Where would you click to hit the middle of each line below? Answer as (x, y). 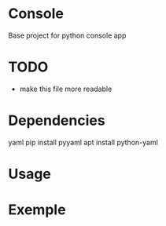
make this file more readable (66, 89)
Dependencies (57, 120)
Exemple (37, 210)
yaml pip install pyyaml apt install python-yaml (83, 142)
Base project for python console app (67, 35)
